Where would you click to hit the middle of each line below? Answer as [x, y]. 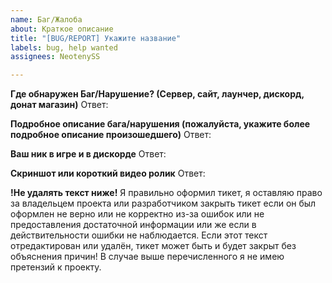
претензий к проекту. [56, 267]
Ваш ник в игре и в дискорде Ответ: [88, 154]
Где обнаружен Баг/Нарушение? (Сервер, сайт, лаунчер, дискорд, [157, 94]
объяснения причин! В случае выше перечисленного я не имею [147, 257]
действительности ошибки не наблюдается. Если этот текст [139, 235]
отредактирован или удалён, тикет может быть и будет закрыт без [153, 246]
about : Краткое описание [62, 29]
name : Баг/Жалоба [46, 19]
